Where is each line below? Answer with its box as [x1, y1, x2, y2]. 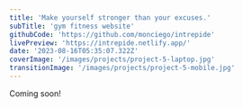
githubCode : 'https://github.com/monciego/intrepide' [9, 30, 216, 39]
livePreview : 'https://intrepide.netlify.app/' [9, 38, 192, 48]
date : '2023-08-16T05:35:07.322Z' [9, 47, 139, 56]
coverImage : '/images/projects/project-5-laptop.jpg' [9, 55, 216, 64]
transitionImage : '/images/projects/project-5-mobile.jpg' [9, 64, 236, 73]
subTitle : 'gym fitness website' [9, 22, 135, 31]
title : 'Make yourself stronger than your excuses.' [9, 13, 211, 22]
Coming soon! [9, 87, 61, 99]
